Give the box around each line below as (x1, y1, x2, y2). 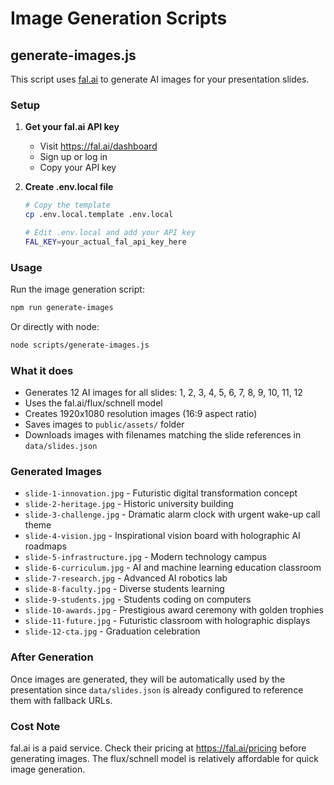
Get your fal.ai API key (24, 121, 120, 133)
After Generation (10, 650, 94, 664)
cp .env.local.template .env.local (24, 210, 174, 220)
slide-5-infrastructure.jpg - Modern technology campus (24, 551, 267, 563)
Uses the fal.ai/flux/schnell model (24, 397, 163, 409)
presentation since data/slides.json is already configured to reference (10, 683, 304, 696)
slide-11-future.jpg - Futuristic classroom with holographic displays (24, 615, 311, 627)
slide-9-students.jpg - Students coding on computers (24, 593, 252, 606)
